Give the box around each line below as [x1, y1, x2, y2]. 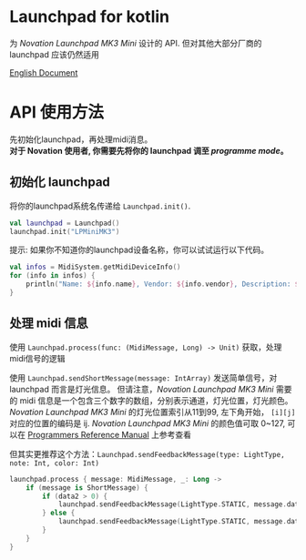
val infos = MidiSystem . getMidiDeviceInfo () [9, 262, 181, 272]
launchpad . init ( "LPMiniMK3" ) [9, 227, 120, 236]
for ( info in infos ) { [9, 271, 96, 280]
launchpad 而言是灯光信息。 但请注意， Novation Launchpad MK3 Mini [9, 383, 274, 394]
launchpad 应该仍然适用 [9, 48, 100, 60]
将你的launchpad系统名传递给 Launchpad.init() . [9, 200, 191, 211]
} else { [42, 508, 76, 518]
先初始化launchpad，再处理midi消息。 [9, 134, 153, 145]
